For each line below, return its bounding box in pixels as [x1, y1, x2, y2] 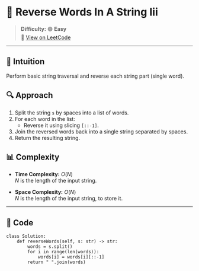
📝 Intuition [6, 56, 45, 67]
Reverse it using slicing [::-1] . [23, 122, 99, 129]
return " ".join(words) [27, 259, 86, 266]
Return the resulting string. [14, 134, 81, 141]
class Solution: [6, 234, 46, 240]
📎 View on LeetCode [20, 34, 71, 41]
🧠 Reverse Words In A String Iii [6, 5, 159, 19]
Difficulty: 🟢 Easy [20, 25, 67, 32]
